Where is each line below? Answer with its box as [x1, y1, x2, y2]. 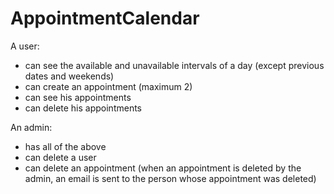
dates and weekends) [24, 70, 115, 82]
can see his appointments [24, 91, 132, 103]
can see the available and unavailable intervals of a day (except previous [24, 59, 325, 71]
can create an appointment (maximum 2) [24, 80, 193, 92]
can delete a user [24, 151, 97, 163]
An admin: [10, 121, 53, 133]
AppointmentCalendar [10, 7, 200, 30]
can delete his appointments [24, 102, 143, 114]
